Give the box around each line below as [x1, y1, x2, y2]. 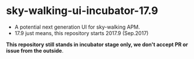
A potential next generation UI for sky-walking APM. [14, 23, 141, 30]
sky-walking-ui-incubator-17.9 [6, 4, 158, 18]
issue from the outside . [6, 47, 64, 54]
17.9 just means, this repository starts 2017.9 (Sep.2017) [14, 29, 149, 36]
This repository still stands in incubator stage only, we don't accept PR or [6, 41, 189, 48]
